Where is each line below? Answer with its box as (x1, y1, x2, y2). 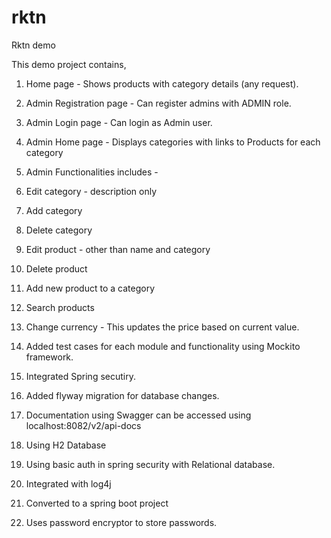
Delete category (25, 224, 93, 236)
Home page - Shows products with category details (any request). (25, 77, 299, 90)
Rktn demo (11, 39, 56, 51)
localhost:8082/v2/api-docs (25, 419, 142, 431)
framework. (25, 351, 74, 363)
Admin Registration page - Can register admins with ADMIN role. (25, 97, 292, 109)
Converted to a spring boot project (25, 497, 169, 509)
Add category (25, 204, 83, 216)
